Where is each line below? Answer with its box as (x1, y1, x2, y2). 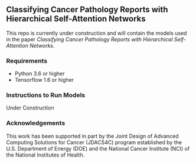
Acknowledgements (6, 119, 66, 127)
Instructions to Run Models (6, 91, 86, 99)
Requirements (6, 56, 48, 65)
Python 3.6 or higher (14, 70, 65, 77)
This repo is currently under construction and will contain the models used (6, 29, 187, 36)
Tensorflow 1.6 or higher (14, 76, 74, 84)
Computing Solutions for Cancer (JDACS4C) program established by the (6, 138, 182, 146)
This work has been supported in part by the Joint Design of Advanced (6, 132, 179, 139)
